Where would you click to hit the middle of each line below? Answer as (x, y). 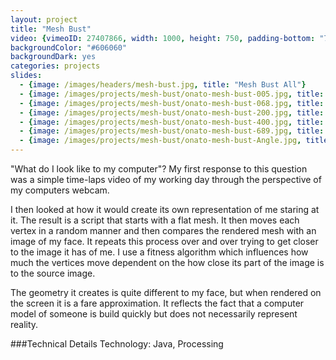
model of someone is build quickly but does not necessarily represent (154, 314)
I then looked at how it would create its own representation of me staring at (165, 209)
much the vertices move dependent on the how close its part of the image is (167, 262)
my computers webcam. (60, 190)
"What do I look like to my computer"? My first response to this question (159, 169)
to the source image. (53, 273)
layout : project (44, 19)
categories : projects (55, 66)
